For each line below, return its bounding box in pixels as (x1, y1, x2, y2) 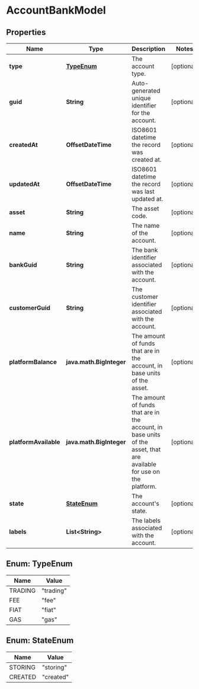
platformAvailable (9, 438, 60, 446)
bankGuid (9, 261, 37, 269)
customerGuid (9, 304, 50, 312)
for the (131, 109, 150, 117)
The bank (131, 246, 158, 254)
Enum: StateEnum (6, 636, 74, 646)
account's (131, 499, 160, 508)
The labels (131, 516, 161, 525)
